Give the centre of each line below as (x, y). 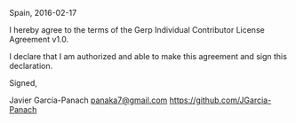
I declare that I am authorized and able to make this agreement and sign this (148, 56)
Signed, (23, 83)
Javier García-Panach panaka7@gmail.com (88, 100)
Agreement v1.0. (39, 39)
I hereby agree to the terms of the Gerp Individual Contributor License (137, 30)
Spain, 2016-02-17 (43, 13)
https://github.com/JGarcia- (220, 100)
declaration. (31, 66)
